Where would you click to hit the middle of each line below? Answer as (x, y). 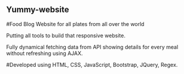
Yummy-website (38, 10)
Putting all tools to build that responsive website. (66, 36)
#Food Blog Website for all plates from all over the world (75, 24)
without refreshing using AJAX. (45, 53)
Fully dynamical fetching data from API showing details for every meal (92, 47)
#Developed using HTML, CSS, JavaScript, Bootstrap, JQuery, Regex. (92, 65)
